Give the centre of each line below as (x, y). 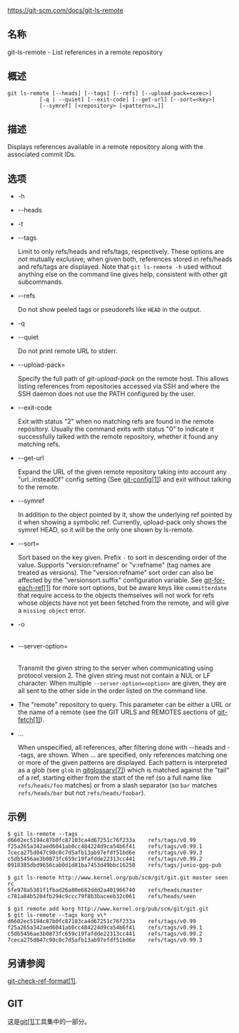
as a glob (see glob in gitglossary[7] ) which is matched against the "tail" (123, 770)
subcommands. (41, 282)
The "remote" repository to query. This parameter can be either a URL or (124, 704)
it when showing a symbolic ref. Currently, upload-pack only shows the (122, 522)
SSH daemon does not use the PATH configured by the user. (106, 394)
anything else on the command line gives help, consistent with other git (122, 275)
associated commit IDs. (42, 154)
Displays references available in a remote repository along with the (105, 147)
